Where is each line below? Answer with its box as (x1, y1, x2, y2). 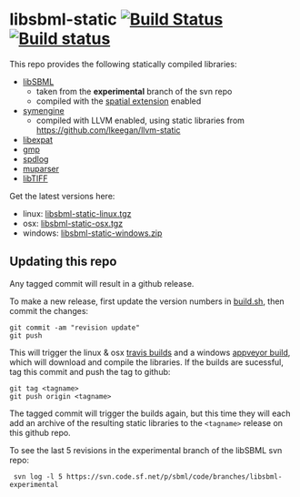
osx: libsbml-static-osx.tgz (22, 218, 124, 228)
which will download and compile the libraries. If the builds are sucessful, (9, 356, 285, 368)
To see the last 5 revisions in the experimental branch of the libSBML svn (9, 444, 283, 455)
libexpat (22, 134, 53, 145)
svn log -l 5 (13, 472, 64, 482)
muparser (22, 163, 60, 174)
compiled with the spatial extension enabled (35, 96, 202, 106)
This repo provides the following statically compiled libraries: (9, 58, 237, 69)
